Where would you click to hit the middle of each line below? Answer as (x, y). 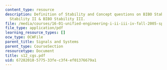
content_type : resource (30, 10)
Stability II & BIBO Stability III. (47, 19)
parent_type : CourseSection (34, 46)
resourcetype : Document (30, 51)
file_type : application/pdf (34, 28)
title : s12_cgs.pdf (25, 55)
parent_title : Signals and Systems (42, 42)
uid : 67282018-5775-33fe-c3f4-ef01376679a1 (51, 60)
